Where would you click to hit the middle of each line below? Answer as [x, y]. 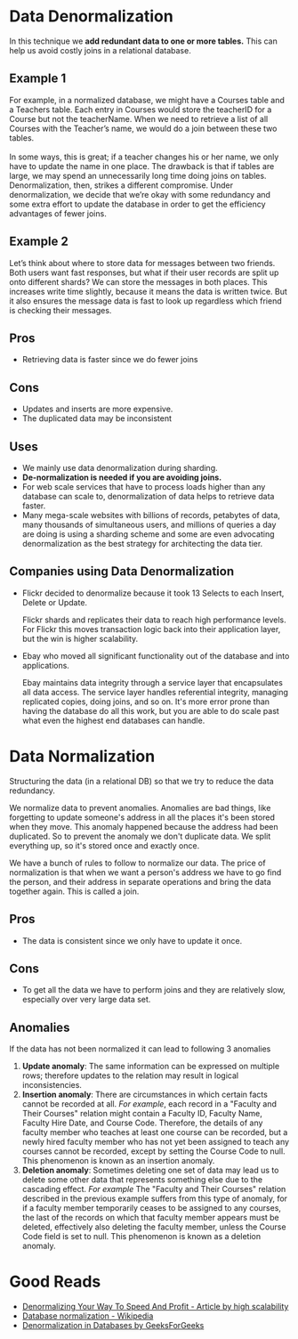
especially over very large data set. [86, 1000]
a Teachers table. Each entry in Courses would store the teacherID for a [141, 110]
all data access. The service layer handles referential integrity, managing [155, 692]
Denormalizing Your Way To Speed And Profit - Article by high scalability [155, 1307]
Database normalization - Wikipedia [88, 1316]
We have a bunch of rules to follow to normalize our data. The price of [137, 863]
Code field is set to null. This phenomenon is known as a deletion [141, 1237]
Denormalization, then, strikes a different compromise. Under [121, 185]
